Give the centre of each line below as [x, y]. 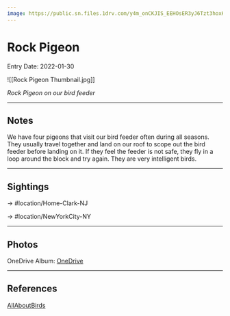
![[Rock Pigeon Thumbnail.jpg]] [51, 79]
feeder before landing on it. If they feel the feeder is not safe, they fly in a [110, 152]
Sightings [28, 186]
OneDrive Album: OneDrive [45, 261]
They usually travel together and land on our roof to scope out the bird [106, 144]
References [32, 289]
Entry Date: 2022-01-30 [41, 66]
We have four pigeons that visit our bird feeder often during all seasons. [108, 137]
